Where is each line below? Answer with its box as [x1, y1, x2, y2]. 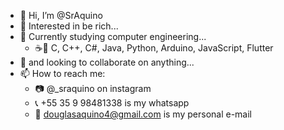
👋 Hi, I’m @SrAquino [19, 10, 103, 21]
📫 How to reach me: [19, 68, 106, 79]
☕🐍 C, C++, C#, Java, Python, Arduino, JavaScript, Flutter [34, 42, 274, 54]
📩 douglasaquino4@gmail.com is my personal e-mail [34, 108, 252, 120]
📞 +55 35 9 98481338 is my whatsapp [34, 97, 190, 109]
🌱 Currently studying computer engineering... [19, 31, 207, 42]
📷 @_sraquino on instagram [34, 83, 152, 94]
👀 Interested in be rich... [19, 20, 119, 32]
